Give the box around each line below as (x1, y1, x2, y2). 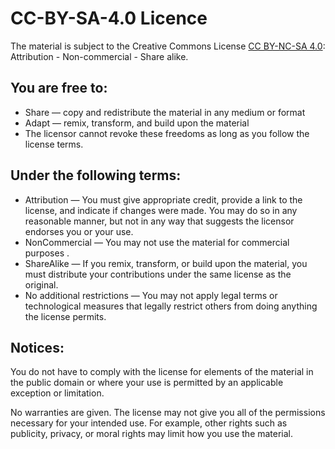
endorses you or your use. (24, 225, 134, 237)
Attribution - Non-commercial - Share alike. (10, 50, 189, 62)
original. (24, 278, 59, 291)
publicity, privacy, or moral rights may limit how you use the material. (10, 428, 294, 440)
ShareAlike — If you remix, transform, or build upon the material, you (24, 257, 308, 269)
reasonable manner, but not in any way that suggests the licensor (24, 215, 295, 227)
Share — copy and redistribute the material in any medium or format (24, 106, 306, 118)
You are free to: (10, 80, 108, 97)
